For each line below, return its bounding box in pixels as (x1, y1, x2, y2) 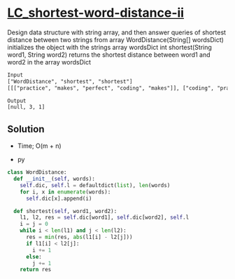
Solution (7, 123, 45, 135)
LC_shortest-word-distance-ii (7, 5, 184, 21)
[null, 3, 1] (7, 104, 45, 111)
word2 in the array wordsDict (7, 57, 91, 66)
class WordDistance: (7, 169, 68, 176)
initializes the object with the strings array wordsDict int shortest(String (7, 43, 212, 51)
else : (25, 253, 42, 260)
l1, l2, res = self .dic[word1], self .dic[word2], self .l (20, 214, 190, 222)
